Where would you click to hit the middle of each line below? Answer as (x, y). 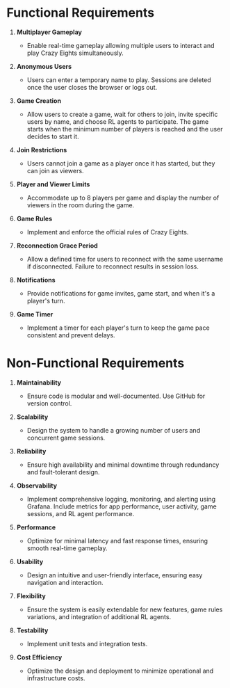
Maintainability (39, 382)
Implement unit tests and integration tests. (87, 643)
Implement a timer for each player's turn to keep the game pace (118, 328)
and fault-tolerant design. (63, 472)
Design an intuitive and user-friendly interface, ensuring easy (115, 575)
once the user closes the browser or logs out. (92, 87)
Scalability (32, 417)
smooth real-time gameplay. (67, 548)
